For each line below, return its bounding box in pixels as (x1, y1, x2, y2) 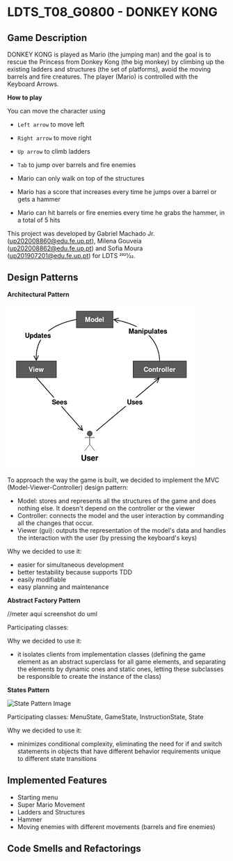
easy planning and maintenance (17, 582, 109, 591)
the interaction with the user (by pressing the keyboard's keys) (17, 533, 198, 542)
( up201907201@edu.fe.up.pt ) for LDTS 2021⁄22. (7, 252, 136, 259)
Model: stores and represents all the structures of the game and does (17, 497, 216, 505)
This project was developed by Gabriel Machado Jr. (7, 230, 155, 237)
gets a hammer (17, 195, 61, 203)
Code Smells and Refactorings (7, 843, 141, 855)
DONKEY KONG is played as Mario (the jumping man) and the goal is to (7, 50, 211, 58)
